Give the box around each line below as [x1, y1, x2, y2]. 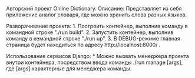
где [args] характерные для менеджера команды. [6, 65, 132, 72]
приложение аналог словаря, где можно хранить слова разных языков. [6, 11, 187, 18]
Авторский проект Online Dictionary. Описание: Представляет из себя [6, 5, 182, 12]
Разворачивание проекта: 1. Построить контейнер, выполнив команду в [6, 23, 189, 29]
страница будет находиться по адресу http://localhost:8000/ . [6, 41, 161, 48]
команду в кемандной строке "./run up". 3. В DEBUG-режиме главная [6, 35, 181, 42]
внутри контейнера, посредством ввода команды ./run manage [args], [6, 59, 183, 66]
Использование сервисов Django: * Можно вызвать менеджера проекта [6, 53, 190, 59]
